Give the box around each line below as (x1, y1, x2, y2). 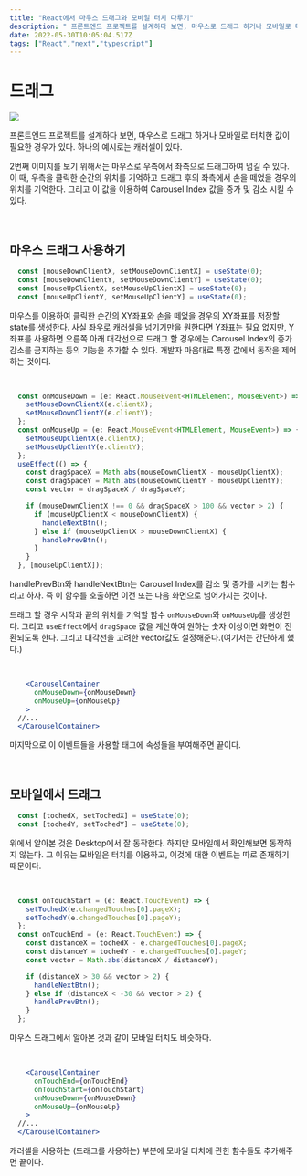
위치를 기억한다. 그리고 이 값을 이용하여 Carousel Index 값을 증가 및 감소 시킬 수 (9, 184, 294, 194)
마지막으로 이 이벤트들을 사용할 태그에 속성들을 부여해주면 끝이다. (9, 740, 242, 751)
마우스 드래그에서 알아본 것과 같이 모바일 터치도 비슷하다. (9, 1033, 212, 1044)
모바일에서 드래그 (9, 786, 101, 802)
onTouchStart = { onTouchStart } (33, 1085, 145, 1094)
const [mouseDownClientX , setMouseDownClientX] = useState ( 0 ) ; (17, 267, 263, 276)
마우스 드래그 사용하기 (9, 242, 126, 257)
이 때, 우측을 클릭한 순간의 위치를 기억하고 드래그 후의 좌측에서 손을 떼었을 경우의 (9, 173, 297, 184)
